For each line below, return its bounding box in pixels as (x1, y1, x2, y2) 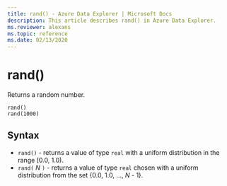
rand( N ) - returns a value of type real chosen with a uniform (17, 163, 199, 172)
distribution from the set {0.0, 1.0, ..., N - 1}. (17, 170, 144, 179)
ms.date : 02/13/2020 (7, 37, 69, 44)
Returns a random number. (7, 91, 86, 99)
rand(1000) (7, 110, 40, 117)
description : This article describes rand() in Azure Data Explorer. (7, 17, 217, 24)
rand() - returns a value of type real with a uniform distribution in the (17, 148, 220, 156)
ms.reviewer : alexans (7, 23, 71, 30)
